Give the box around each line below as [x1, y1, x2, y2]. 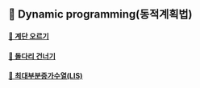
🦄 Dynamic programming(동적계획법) [8, 7, 193, 22]
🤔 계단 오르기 [8, 31, 50, 41]
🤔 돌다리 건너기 [8, 51, 56, 61]
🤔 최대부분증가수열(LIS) [8, 71, 83, 81]
